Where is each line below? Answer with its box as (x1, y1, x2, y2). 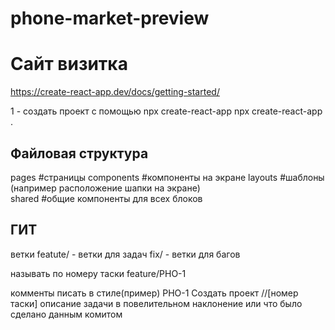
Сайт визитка (10, 53, 128, 76)
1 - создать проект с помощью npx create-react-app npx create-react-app (10, 105, 323, 117)
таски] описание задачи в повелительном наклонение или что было (10, 297, 303, 309)
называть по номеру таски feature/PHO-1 (10, 267, 187, 279)
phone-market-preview (10, 7, 210, 30)
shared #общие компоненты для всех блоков (10, 192, 203, 204)
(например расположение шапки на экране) (10, 182, 201, 194)
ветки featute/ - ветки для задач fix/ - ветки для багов (10, 248, 241, 260)
